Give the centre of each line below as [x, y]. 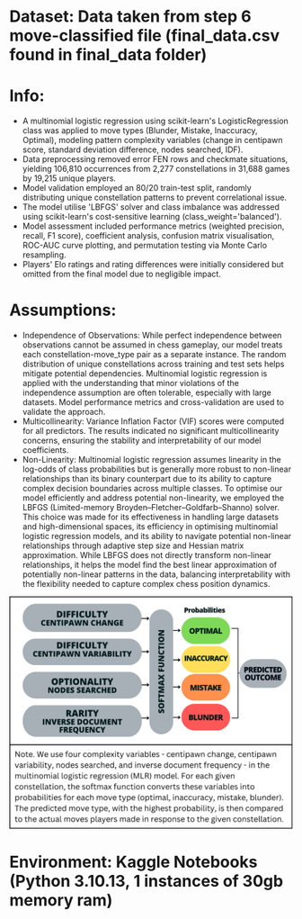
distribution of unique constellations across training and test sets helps [153, 364]
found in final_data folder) [108, 55]
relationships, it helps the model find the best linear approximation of [150, 565]
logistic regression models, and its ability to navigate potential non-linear [157, 536]
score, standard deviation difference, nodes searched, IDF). [133, 149]
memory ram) [61, 901]
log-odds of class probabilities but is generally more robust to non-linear [157, 469]
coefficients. [45, 450]
